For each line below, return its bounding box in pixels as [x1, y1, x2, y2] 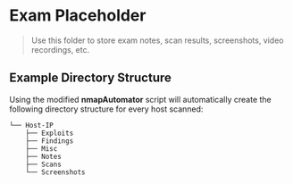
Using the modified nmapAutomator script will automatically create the [9, 94, 272, 105]
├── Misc [25, 144, 58, 153]
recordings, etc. [30, 44, 90, 54]
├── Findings [25, 136, 74, 146]
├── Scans [25, 160, 63, 169]
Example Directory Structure [9, 71, 172, 86]
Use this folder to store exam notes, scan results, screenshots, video [30, 35, 284, 46]
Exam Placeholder [9, 5, 146, 26]
